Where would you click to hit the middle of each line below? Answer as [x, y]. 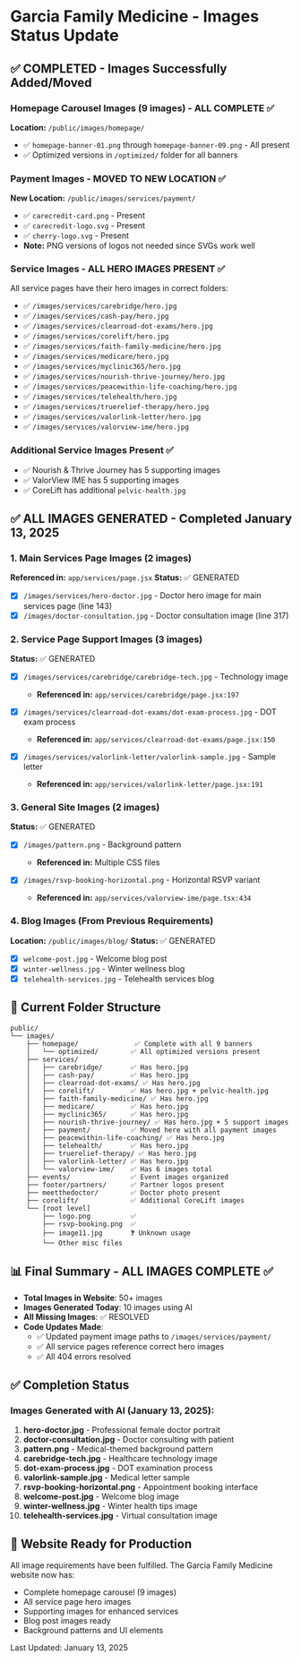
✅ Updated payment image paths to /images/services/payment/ [154, 1336]
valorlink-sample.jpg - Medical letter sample [107, 1478]
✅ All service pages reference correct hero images [130, 1346]
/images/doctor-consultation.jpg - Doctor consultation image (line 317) [156, 615]
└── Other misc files [83, 1243]
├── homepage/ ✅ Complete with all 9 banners [140, 1044]
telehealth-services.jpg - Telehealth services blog [118, 979]
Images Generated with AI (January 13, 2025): [112, 1410]
